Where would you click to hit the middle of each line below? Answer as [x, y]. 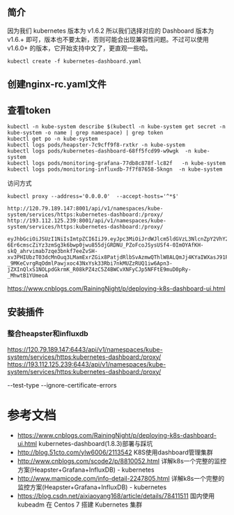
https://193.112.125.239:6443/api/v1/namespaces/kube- [87, 364]
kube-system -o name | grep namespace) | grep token [85, 133]
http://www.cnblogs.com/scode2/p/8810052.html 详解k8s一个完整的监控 [122, 461]
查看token [29, 110]
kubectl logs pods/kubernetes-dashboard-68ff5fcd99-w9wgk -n [99, 151]
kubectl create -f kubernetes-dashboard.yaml [74, 61]
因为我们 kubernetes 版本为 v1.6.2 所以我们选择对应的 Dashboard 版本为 [111, 31]
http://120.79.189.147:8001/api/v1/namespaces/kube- [85, 209]
